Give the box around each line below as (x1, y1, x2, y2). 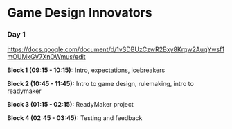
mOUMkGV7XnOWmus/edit (7, 53, 86, 61)
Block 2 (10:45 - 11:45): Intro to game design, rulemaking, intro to (7, 80, 194, 88)
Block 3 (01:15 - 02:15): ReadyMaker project (7, 101, 134, 109)
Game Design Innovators (7, 5, 152, 21)
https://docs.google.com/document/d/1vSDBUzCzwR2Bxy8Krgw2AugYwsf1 (7, 45, 225, 53)
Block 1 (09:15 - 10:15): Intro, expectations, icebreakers (7, 66, 166, 74)
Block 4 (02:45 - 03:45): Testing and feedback (7, 114, 143, 122)
